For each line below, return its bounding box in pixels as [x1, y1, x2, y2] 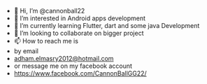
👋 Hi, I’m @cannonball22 [13, 7, 85, 15]
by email [13, 47, 38, 55]
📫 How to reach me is [13, 37, 79, 45]
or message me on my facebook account [13, 62, 133, 70]
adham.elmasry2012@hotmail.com [13, 55, 114, 62]
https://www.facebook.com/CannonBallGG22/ [13, 69, 147, 77]
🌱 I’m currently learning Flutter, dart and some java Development [13, 22, 200, 29]
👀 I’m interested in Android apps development [13, 14, 145, 22]
